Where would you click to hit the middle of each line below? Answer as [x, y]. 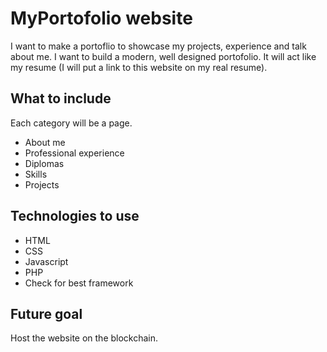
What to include [61, 98]
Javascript [46, 261]
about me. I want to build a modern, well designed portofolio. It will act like [163, 56]
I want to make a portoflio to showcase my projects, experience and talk [158, 46]
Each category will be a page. [71, 123]
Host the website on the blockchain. [84, 338]
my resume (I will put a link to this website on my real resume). [139, 67]
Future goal [46, 313]
